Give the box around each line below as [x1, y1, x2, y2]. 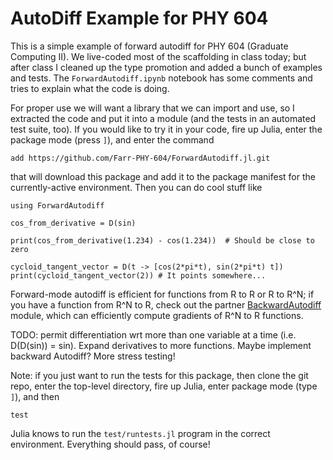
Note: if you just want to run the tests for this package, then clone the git [10, 369, 309, 381]
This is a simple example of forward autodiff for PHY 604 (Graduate [10, 40, 289, 52]
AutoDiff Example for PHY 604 [10, 7, 269, 30]
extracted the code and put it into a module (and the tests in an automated [10, 112, 317, 124]
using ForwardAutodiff [10, 200, 105, 211]
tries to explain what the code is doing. [10, 82, 170, 94]
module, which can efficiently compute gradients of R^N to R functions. [10, 309, 304, 321]
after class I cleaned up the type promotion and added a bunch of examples [10, 61, 323, 73]
